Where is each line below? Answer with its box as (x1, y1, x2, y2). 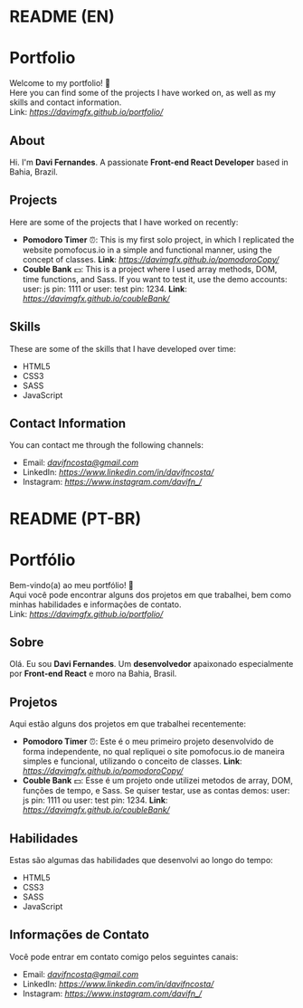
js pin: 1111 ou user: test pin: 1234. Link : (22, 794, 168, 806)
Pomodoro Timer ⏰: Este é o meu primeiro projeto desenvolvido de (22, 736, 274, 747)
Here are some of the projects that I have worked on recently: (9, 216, 239, 227)
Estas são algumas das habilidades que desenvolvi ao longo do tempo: (9, 854, 273, 865)
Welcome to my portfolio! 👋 (9, 78, 111, 89)
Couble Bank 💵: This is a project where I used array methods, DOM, (22, 263, 278, 274)
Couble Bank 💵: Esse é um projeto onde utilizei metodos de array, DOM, (22, 775, 294, 786)
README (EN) (9, 6, 115, 27)
